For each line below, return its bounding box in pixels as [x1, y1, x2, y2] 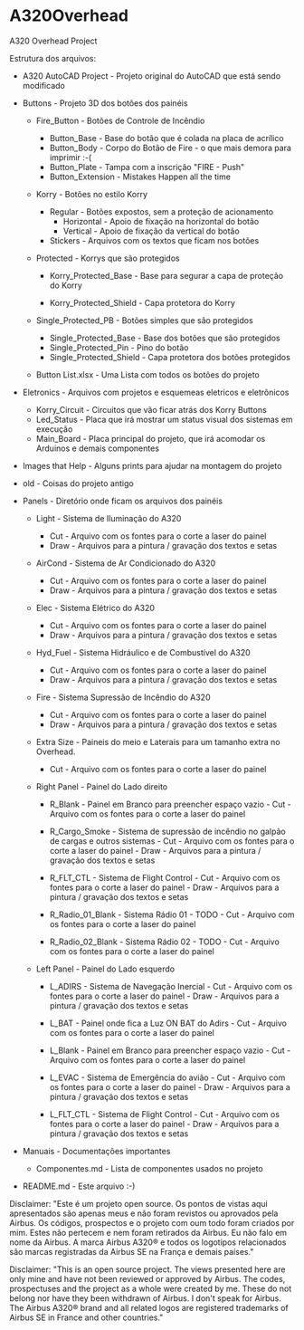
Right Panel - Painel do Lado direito [35, 780, 168, 792]
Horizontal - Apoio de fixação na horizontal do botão [62, 215, 260, 226]
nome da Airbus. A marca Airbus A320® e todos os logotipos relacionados [9, 1237, 287, 1248]
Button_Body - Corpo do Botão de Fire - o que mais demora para [49, 142, 292, 153]
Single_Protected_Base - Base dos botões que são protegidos [49, 332, 280, 343]
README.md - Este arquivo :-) [22, 1181, 136, 1191]
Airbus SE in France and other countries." [9, 1312, 164, 1323]
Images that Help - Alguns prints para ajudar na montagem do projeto [22, 460, 282, 471]
